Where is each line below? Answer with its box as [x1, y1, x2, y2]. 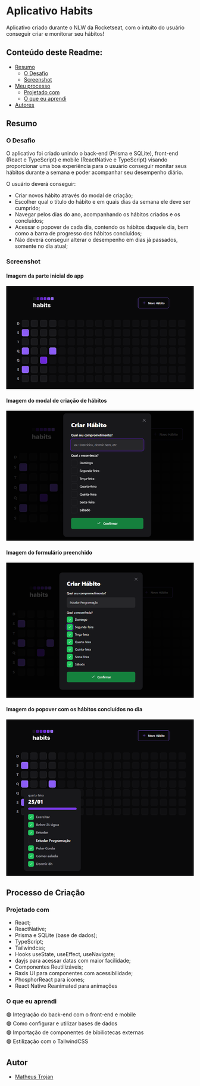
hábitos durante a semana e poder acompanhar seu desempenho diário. [6, 169, 183, 176]
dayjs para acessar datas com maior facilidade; [14, 957, 131, 964]
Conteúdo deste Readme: [6, 48, 103, 58]
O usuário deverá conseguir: [6, 181, 76, 188]
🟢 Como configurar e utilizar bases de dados [6, 1020, 118, 1027]
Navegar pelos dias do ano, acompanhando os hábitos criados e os [14, 211, 180, 218]
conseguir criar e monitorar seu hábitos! [6, 30, 105, 37]
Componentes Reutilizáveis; [14, 963, 83, 970]
